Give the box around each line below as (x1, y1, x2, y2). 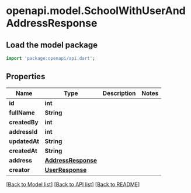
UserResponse (44, 165, 87, 174)
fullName (9, 109, 35, 117)
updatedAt (9, 137, 40, 145)
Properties (6, 72, 46, 82)
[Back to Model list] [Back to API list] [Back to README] (6, 181, 140, 188)
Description (102, 89, 136, 97)
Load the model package (6, 40, 98, 50)
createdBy (9, 118, 39, 126)
